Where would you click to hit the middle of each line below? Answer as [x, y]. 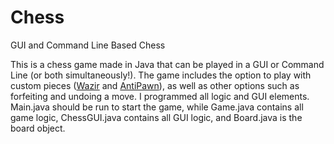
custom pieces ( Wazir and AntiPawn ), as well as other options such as [155, 85]
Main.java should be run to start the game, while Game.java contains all [157, 107]
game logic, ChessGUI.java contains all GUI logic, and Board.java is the [156, 117]
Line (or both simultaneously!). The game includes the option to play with [161, 75]
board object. [38, 128]
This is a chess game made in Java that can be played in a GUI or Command [167, 64]
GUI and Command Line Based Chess [88, 45]
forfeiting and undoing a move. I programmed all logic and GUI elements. [160, 96]
